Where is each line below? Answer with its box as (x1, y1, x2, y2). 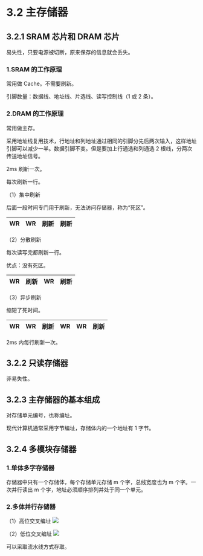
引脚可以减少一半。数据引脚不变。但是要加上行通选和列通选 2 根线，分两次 (6, 144, 193, 152)
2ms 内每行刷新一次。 (6, 338, 62, 346)
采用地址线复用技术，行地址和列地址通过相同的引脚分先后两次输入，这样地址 (6, 137, 197, 144)
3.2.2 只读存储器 (6, 358, 68, 368)
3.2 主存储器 (6, 5, 68, 19)
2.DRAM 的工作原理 (6, 109, 64, 118)
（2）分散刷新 (6, 236, 42, 243)
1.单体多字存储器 (6, 464, 55, 472)
